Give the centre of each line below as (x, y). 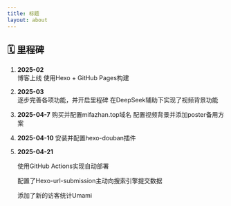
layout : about (28, 20)
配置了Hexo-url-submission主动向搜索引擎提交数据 (90, 181)
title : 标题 (23, 13)
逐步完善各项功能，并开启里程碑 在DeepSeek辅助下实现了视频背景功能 (118, 100)
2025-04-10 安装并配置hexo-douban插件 (76, 138)
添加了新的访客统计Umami (54, 196)
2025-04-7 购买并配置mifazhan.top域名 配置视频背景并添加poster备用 (118, 115)
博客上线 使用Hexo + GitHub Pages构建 (73, 78)
